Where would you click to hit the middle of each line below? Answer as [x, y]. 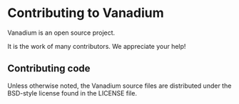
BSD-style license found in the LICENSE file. [72, 93]
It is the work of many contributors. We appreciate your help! [97, 46]
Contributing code [49, 69]
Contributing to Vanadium [86, 13]
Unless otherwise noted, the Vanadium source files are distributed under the [119, 86]
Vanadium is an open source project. [61, 33]
